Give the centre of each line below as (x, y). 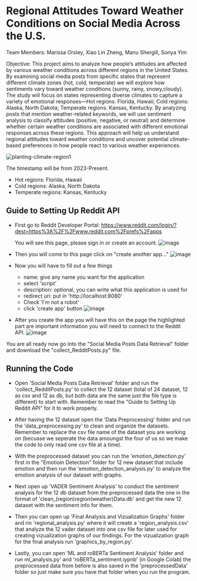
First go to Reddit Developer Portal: (57, 225)
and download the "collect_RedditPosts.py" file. (64, 350)
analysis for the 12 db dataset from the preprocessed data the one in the (102, 492)
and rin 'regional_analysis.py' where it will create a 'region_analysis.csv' (102, 523)
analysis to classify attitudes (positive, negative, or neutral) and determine (96, 120)
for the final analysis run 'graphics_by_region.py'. (74, 541)
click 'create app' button (53, 308)
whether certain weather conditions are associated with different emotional (97, 126)
